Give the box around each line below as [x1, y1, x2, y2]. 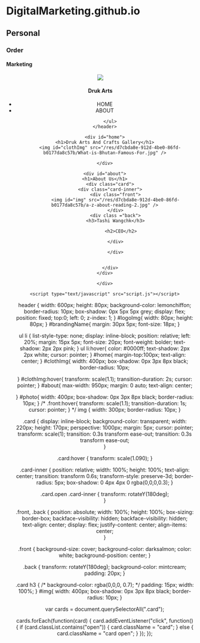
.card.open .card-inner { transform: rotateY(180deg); [40, 490, 170, 497]
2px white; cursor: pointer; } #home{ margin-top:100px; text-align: [23, 351, 186, 358]
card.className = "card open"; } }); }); [56, 629, 153, 637]
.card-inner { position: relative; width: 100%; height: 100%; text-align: [20, 466, 190, 473]
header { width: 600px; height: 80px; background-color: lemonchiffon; [18, 301, 192, 308]
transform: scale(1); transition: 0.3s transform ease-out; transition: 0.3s [17, 430, 192, 437]
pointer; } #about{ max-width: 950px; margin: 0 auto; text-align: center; [17, 381, 193, 389]
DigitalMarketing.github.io [6, 4, 140, 18]
